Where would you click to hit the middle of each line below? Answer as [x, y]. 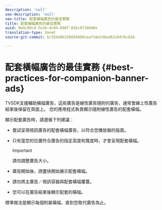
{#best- [118, 68]
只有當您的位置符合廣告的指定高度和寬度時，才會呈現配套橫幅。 [77, 140]
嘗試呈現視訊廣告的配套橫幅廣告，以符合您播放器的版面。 [70, 130]
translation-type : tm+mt [30, 33]
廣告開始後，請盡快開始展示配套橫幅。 [51, 171]
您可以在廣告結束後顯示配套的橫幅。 [49, 192]
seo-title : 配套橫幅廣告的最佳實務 [37, 19]
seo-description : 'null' [30, 14]
